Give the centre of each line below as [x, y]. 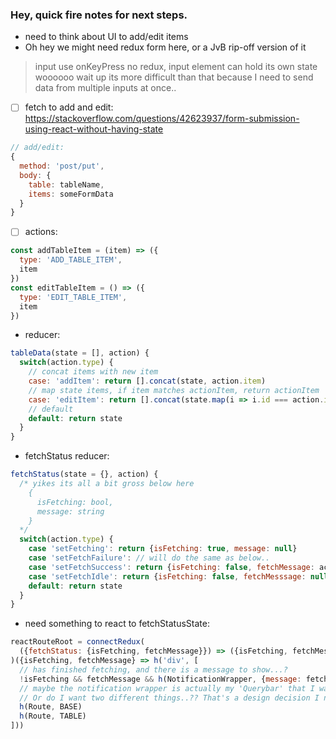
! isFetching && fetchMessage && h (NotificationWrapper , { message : [160, 679]
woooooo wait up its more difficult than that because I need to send [174, 77]
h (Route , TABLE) [53, 716]
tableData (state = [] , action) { [80, 353]
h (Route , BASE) [51, 707]
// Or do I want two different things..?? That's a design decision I [169, 698]
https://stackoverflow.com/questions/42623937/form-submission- [162, 119]
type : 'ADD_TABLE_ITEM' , [71, 260]
